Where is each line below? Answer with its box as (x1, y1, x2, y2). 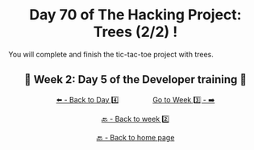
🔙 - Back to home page (96, 132, 175, 142)
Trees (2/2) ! (93, 23, 178, 41)
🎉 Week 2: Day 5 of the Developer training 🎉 (23, 73, 248, 86)
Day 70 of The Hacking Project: (29, 6, 242, 24)
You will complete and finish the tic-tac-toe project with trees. (8, 49, 214, 59)
